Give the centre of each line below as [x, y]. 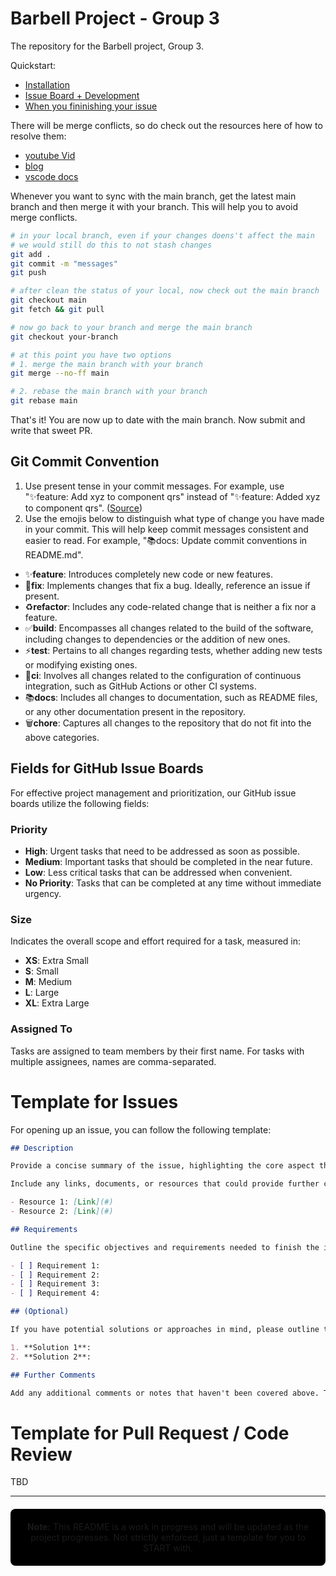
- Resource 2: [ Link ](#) [62, 1212]
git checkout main [48, 300]
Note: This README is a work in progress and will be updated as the [168, 1527]
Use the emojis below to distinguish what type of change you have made [174, 518]
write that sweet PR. [51, 431]
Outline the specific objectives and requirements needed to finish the [165, 1247]
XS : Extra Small [56, 961]
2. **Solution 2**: [51, 1357]
